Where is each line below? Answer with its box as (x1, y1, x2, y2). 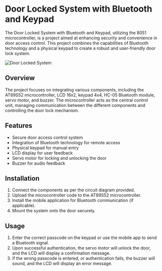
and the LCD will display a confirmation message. (12, 250, 111, 256)
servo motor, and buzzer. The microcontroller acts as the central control (5, 97, 148, 103)
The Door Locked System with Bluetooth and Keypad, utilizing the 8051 (5, 30, 147, 35)
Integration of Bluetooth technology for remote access (12, 139, 120, 145)
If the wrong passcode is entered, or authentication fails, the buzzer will (12, 255, 155, 261)
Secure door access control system (12, 135, 83, 140)
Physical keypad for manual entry (12, 145, 79, 151)
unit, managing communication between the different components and (5, 102, 146, 108)
